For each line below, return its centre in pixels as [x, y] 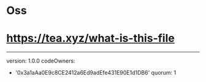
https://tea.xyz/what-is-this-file [90, 39]
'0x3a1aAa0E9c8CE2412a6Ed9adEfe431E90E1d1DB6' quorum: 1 [96, 73]
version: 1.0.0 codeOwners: [41, 61]
